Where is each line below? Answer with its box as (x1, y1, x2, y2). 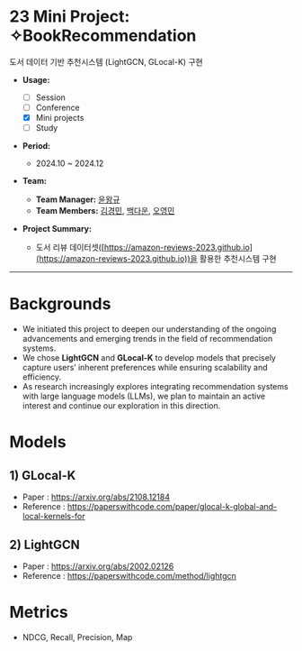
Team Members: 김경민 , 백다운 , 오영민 (35, 206, 175, 216)
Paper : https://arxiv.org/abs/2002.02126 (22, 561, 174, 572)
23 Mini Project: (9, 6, 130, 27)
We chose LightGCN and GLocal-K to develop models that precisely (22, 353, 277, 363)
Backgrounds (9, 294, 111, 315)
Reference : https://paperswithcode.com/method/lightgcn (22, 570, 236, 581)
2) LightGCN (9, 536, 81, 552)
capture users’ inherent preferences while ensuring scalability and (22, 362, 268, 373)
